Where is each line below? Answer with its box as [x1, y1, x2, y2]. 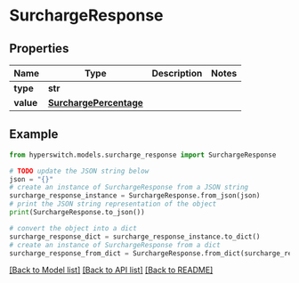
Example [9, 126, 59, 142]
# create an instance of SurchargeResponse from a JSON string [9, 183, 249, 192]
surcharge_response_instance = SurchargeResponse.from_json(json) [9, 191, 261, 200]
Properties [9, 41, 69, 56]
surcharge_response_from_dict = [9, 248, 129, 258]
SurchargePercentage [47, 97, 144, 109]
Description [151, 68, 203, 79]
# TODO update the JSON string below [9, 166, 149, 175]
